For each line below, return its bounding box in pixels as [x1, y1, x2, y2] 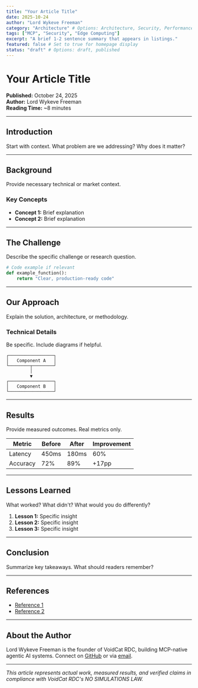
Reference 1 [14, 601, 44, 608]
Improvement [92, 439, 131, 448]
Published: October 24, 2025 [6, 92, 78, 99]
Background [6, 165, 52, 175]
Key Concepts [6, 196, 48, 204]
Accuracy [9, 459, 36, 467]
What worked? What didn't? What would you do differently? [6, 501, 151, 508]
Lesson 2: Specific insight [14, 519, 78, 526]
